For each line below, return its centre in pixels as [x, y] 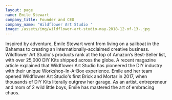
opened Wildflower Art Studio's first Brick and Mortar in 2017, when [76, 76]
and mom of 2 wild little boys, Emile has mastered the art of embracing [80, 87]
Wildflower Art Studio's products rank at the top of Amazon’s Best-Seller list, [86, 55]
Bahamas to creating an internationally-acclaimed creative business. [77, 49]
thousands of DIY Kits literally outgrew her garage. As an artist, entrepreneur [86, 82]
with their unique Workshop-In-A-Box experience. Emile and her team [79, 71]
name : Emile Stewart [27, 15]
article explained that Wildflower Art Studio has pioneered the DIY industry [84, 66]
